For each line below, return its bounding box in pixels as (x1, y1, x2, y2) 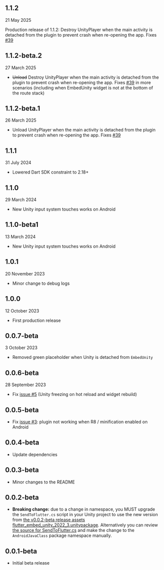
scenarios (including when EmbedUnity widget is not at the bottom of (12, 85, 154, 90)
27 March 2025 (5, 64, 36, 71)
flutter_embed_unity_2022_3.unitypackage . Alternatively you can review (12, 522, 159, 528)
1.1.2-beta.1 (5, 104, 40, 113)
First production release (12, 317, 61, 323)
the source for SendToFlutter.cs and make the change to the (12, 527, 134, 533)
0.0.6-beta (5, 368, 39, 377)
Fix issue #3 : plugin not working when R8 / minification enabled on (12, 419, 148, 425)
